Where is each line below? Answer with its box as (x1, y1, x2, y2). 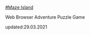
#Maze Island (5, 5, 34, 10)
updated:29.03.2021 (5, 24, 47, 30)
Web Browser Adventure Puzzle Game (5, 14, 85, 20)
